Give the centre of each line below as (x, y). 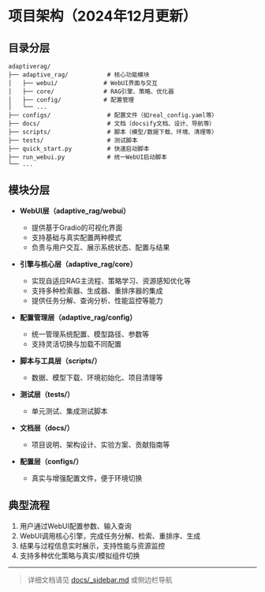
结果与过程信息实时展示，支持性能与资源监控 (92, 545)
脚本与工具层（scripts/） (60, 361)
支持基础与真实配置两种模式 (77, 237)
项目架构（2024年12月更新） (103, 16)
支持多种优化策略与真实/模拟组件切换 (80, 555)
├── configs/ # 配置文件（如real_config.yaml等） (113, 115)
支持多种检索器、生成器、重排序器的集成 (97, 290)
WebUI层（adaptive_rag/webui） (75, 211)
